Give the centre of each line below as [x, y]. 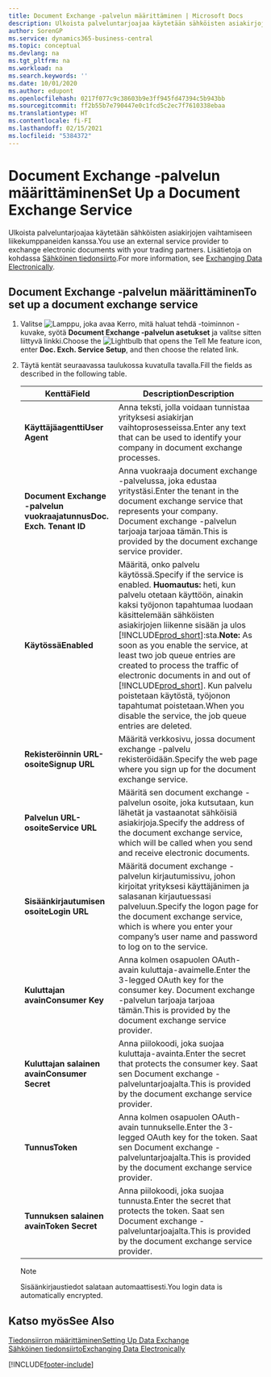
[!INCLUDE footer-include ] [51, 1365]
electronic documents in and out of [185, 676]
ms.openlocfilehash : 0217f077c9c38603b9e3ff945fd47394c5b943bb [117, 98]
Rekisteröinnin [52, 754]
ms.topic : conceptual [45, 46]
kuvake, [33, 332]
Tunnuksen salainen [64, 1216]
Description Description [188, 394]
